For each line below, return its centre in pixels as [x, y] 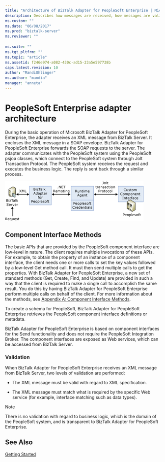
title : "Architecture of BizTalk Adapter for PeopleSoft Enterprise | [79, 10]
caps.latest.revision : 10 [31, 67]
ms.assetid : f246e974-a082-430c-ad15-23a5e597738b [58, 62]
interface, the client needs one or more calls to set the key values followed [80, 262]
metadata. [15, 319]
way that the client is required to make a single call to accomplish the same [81, 283]
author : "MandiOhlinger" [30, 73]
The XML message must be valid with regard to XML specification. [80, 382]
